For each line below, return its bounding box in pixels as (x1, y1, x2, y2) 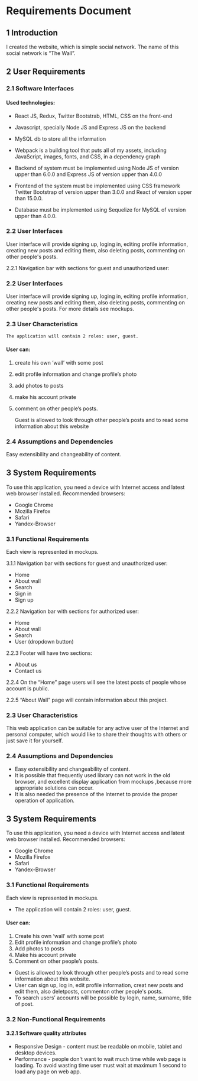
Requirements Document (6, 4, 132, 18)
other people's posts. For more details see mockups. (6, 306, 135, 313)
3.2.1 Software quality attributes (6, 1030, 87, 1037)
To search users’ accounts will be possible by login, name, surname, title (14, 994, 192, 1001)
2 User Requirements (6, 67, 86, 77)
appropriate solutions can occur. (14, 784, 94, 791)
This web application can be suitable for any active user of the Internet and (6, 725, 189, 732)
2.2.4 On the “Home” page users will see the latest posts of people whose (6, 679, 187, 686)
